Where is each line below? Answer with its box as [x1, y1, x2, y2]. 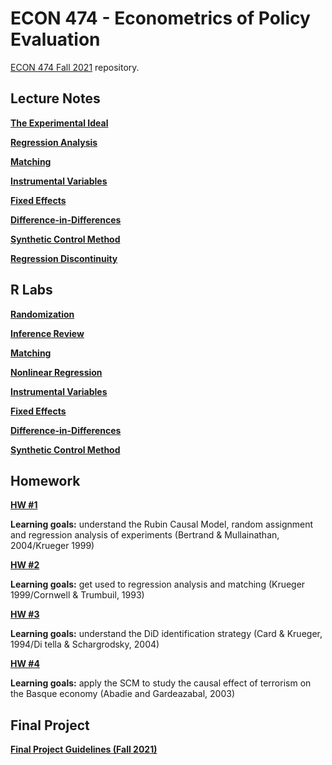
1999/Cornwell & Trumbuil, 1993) [10, 589, 145, 601]
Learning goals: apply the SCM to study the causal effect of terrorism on [10, 677, 312, 689]
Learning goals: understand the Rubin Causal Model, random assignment [10, 518, 314, 531]
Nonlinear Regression [10, 366, 103, 378]
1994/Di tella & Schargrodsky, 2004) [10, 638, 160, 651]
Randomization [10, 308, 75, 320]
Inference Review [10, 327, 85, 339]
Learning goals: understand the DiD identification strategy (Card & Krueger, [10, 628, 323, 640]
